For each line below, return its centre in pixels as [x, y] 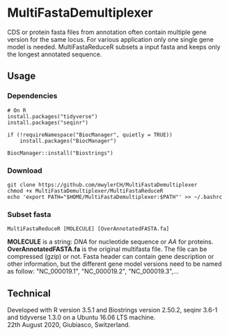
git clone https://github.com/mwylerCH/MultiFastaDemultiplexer [102, 185]
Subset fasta [29, 214]
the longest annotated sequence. [55, 54]
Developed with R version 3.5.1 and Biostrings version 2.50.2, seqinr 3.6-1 [112, 310]
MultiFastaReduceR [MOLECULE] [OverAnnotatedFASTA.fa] [88, 229]
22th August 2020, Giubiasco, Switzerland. [69, 325]
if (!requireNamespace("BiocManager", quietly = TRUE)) [90, 135]
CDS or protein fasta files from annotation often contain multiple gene [107, 32]
